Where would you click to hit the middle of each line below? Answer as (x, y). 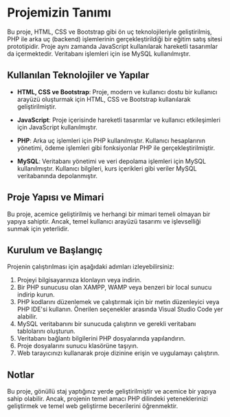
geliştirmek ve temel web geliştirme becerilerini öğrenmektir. (93, 406)
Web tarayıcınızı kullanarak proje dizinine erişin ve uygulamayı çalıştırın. (118, 353)
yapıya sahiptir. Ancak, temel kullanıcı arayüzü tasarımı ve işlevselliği (104, 221)
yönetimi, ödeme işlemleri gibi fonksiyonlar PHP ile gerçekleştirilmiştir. (116, 148)
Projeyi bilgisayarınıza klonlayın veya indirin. (79, 280)
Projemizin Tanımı (59, 13)
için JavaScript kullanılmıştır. (57, 127)
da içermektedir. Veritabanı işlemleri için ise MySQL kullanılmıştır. (99, 54)
